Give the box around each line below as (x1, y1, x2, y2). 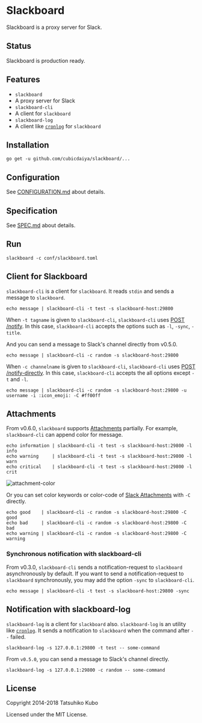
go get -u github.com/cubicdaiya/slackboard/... (6, 156, 130, 162)
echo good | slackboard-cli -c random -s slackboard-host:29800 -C (6, 510, 187, 516)
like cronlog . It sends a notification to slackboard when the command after (6, 627, 190, 634)
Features (6, 75, 40, 85)
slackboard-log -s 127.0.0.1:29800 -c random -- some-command (6, 667, 165, 673)
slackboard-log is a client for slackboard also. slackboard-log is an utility (6, 620, 186, 627)
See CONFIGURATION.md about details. (6, 188, 106, 196)
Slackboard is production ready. (6, 57, 85, 64)
